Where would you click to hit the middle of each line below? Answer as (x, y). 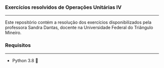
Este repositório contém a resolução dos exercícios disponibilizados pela (78, 22)
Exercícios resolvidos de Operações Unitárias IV (63, 7)
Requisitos (18, 45)
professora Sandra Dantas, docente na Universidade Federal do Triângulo (79, 28)
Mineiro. (13, 33)
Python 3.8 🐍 (25, 60)
